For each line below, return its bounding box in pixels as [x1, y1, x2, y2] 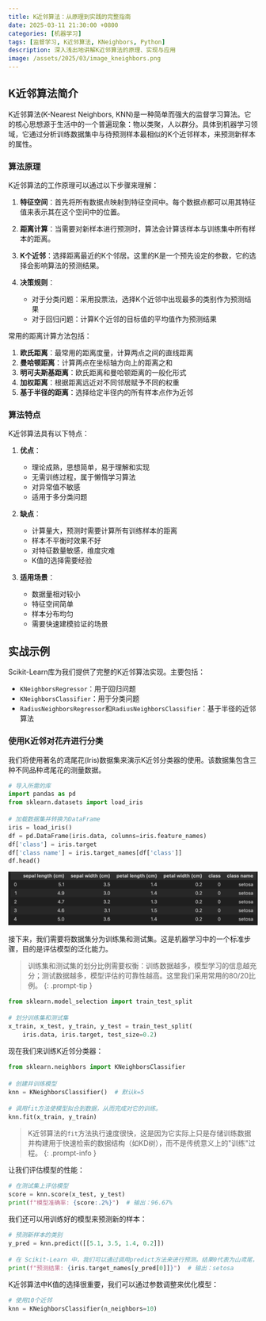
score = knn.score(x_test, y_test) [8, 1190, 126, 1198]
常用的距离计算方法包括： [8, 331, 92, 341]
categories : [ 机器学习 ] [8, 29, 82, 37]
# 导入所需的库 [8, 782, 51, 790]
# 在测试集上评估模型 [8, 1182, 69, 1190]
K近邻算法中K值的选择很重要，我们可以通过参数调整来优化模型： [8, 1280, 219, 1289]
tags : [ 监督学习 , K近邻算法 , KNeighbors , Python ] [8, 38, 166, 46]
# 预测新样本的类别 [8, 1231, 63, 1239]
